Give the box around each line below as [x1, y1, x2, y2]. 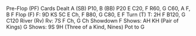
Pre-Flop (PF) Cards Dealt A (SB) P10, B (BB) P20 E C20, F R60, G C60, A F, [6, 5, 191, 12]
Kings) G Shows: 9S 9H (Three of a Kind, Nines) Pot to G [6, 23, 145, 30]
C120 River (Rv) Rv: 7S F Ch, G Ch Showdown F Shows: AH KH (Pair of [6, 17, 179, 24]
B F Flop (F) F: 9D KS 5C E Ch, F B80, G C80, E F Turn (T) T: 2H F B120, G [6, 11, 186, 18]
